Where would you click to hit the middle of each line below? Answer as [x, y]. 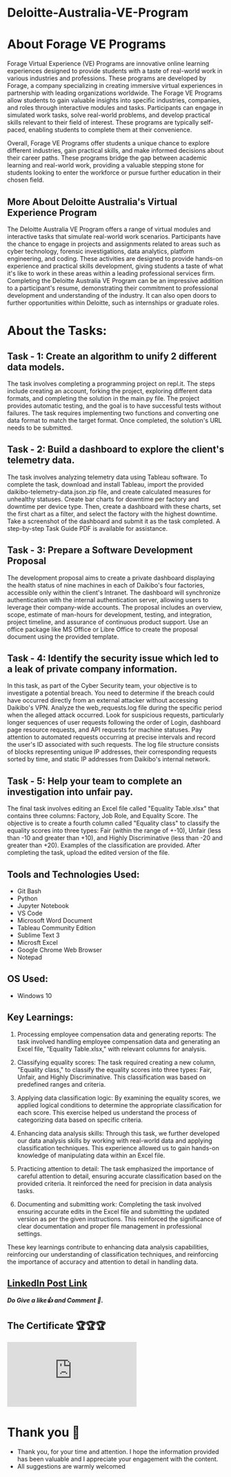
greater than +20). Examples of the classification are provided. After [104, 845]
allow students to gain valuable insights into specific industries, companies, [114, 100]
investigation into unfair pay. [70, 791]
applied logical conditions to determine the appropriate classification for [119, 1105]
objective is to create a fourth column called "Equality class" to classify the [113, 823]
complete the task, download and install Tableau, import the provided [106, 484]
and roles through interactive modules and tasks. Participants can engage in [115, 108]
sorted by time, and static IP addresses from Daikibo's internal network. [109, 759]
